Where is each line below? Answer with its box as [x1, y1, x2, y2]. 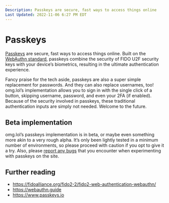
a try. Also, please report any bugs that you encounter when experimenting [5, 148, 161, 154]
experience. [5, 67, 30, 73]
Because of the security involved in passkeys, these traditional [5, 98, 135, 104]
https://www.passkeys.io [12, 192, 65, 198]
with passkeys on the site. [5, 153, 60, 159]
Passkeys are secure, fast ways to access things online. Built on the [5, 51, 146, 57]
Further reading [5, 168, 55, 176]
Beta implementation [5, 118, 72, 127]
